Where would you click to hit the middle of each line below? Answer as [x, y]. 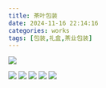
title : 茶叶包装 [33, 16]
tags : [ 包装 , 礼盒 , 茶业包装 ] [50, 38]
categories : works [39, 30]
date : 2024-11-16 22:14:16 [53, 23]
